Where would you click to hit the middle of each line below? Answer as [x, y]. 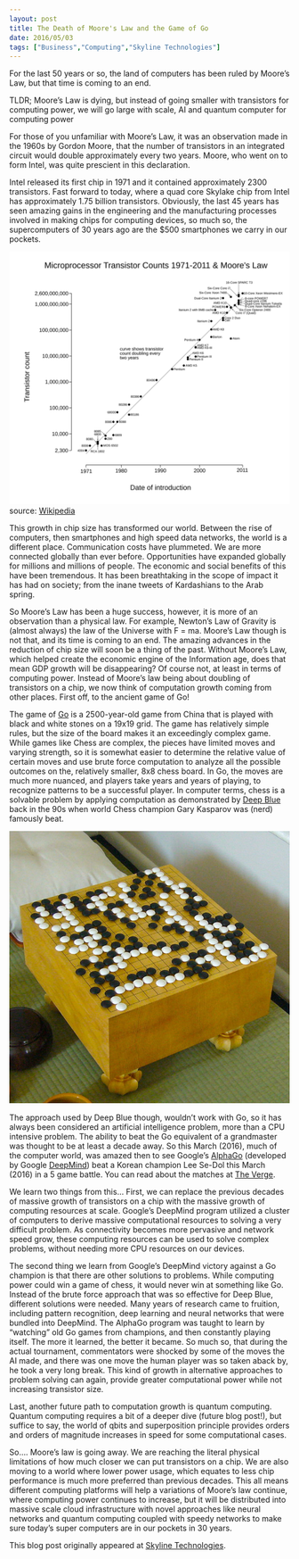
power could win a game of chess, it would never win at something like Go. [146, 1285]
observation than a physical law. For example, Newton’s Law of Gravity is [143, 621]
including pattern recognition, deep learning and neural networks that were [147, 1314]
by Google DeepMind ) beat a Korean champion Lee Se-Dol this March [137, 1165]
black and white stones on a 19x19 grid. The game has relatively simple [139, 724]
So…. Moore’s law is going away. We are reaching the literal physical [134, 1452]
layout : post [33, 19]
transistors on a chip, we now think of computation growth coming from [141, 688]
